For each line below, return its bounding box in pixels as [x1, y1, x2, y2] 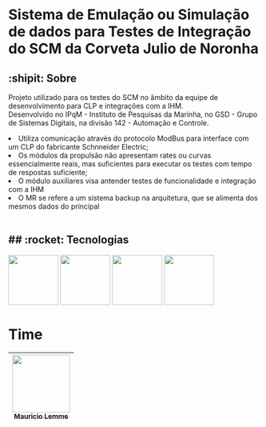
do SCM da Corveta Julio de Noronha [8, 40, 259, 58]
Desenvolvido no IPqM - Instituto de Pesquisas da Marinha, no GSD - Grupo [8, 110, 258, 119]
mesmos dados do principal [8, 202, 100, 211]
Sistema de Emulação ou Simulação [8, 6, 250, 24]
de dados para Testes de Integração [8, 22, 252, 41]
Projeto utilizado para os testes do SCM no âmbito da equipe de [8, 93, 218, 102]
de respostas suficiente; [8, 168, 88, 177]
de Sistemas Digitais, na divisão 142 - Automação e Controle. [8, 118, 209, 127]
